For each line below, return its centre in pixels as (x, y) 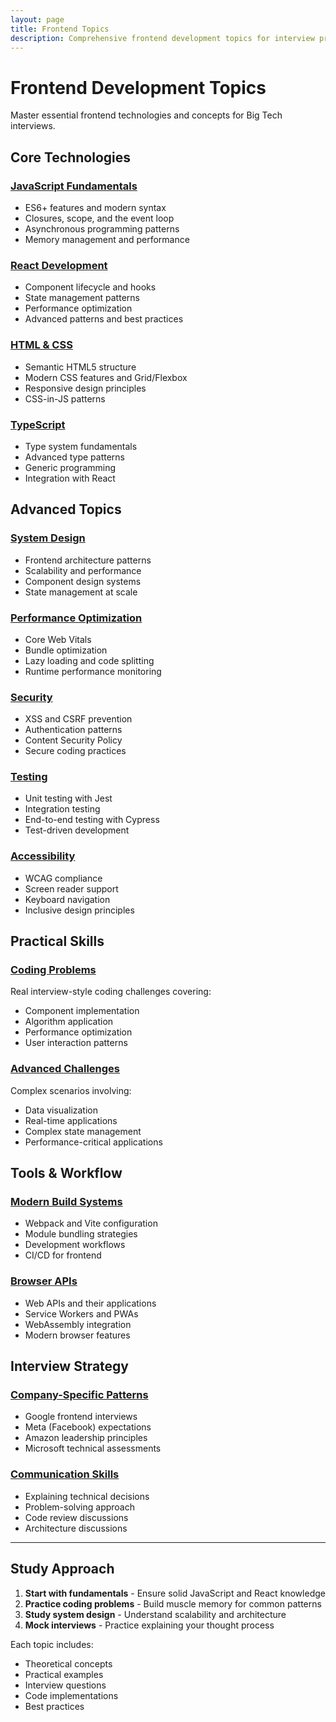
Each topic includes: (52, 1644)
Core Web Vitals (58, 639)
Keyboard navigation (67, 899)
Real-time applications (71, 1120)
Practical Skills (57, 941)
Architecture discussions (76, 1528)
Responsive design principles (85, 388)
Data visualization (61, 1110)
